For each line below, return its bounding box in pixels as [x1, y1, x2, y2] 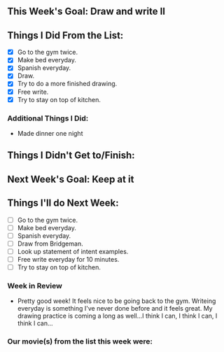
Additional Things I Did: [7, 113, 89, 123]
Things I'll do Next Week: [7, 197, 119, 209]
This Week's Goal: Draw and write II [7, 6, 166, 17]
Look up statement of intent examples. [17, 247, 129, 255]
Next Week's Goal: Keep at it [7, 173, 134, 185]
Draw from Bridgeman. [17, 239, 83, 248]
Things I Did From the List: [7, 29, 124, 41]
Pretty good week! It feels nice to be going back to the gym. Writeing [17, 297, 216, 305]
